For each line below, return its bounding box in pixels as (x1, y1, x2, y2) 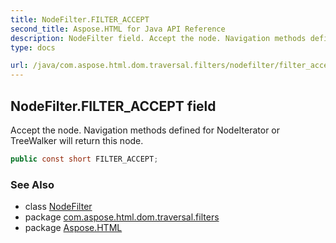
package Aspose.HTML (24, 222, 123, 234)
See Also (10, 177, 55, 191)
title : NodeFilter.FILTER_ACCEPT (10, 14, 150, 25)
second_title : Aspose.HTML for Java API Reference (10, 24, 226, 34)
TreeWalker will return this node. (10, 134, 144, 146)
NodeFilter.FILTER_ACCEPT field (10, 97, 217, 115)
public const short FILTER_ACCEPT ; (10, 154, 159, 164)
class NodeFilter (24, 201, 93, 213)
